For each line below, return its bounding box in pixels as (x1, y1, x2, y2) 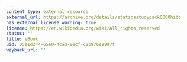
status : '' (6, 31, 33, 37)
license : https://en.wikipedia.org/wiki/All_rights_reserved (6, 25, 160, 31)
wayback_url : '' (6, 47, 46, 53)
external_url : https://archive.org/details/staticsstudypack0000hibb (6, 14, 182, 20)
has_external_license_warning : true (6, 19, 96, 25)
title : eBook (6, 36, 38, 42)
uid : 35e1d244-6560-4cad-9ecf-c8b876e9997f (6, 42, 115, 48)
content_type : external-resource (6, 8, 89, 15)
